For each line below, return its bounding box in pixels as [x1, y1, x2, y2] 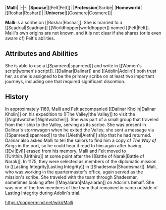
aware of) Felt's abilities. [5, 35, 55, 41]
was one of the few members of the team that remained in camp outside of [5, 184, 158, 190]
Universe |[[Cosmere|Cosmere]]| [45, 10, 112, 16]
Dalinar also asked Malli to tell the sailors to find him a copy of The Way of [5, 137, 157, 143]
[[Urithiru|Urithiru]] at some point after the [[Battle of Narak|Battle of [5, 153, 145, 159]
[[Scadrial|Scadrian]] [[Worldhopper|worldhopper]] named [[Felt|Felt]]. [5, 25, 150, 31]
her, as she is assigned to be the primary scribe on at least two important [5, 73, 155, 79]
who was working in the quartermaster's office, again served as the [5, 168, 143, 175]
